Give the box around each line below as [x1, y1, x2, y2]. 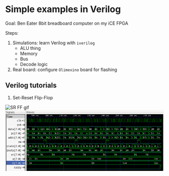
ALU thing [20, 45, 41, 51]
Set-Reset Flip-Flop [12, 94, 53, 100]
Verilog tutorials [5, 81, 57, 90]
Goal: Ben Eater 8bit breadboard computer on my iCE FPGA [5, 20, 128, 26]
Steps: [5, 30, 19, 36]
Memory [20, 50, 38, 56]
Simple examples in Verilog [5, 4, 121, 15]
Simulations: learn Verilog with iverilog [12, 39, 95, 46]
